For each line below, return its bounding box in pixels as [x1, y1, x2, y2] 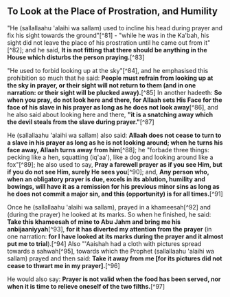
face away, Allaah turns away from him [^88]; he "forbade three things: [7, 145, 209, 154]
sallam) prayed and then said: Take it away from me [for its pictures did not [7, 254, 222, 263]
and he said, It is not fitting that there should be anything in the [25, 45, 207, 54]
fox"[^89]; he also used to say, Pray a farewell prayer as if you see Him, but [7, 160, 223, 168]
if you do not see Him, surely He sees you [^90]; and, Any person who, [7, 167, 209, 176]
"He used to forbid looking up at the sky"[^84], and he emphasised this [7, 66, 209, 74]
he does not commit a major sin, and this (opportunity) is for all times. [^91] [7, 190, 223, 198]
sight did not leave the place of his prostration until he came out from [7, 38, 203, 47]
